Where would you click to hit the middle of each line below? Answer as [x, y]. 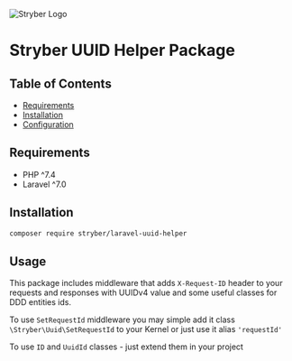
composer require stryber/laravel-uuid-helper [98, 233]
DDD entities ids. [41, 302]
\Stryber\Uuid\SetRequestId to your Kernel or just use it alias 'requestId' [146, 329]
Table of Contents [61, 83]
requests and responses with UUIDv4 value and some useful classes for [143, 292]
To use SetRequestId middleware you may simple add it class [123, 319]
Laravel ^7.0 [44, 184]
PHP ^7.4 [39, 174]
